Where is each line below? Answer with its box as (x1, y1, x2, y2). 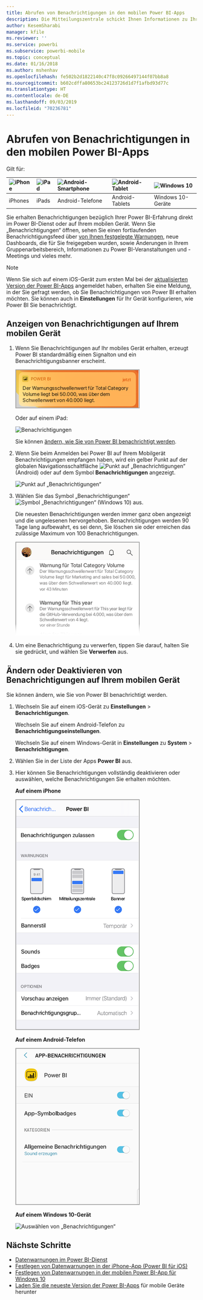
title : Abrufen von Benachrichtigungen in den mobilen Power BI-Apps (6, 10, 185, 16)
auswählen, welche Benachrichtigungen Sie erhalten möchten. (14, 775, 171, 783)
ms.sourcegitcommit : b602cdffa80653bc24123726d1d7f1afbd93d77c (6, 80, 169, 86)
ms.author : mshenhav (6, 67, 59, 73)
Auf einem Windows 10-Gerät (14, 1210, 92, 1218)
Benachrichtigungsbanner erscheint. (14, 357, 106, 364)
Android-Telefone (57, 197, 103, 204)
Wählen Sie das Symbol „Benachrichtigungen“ (14, 492, 130, 499)
